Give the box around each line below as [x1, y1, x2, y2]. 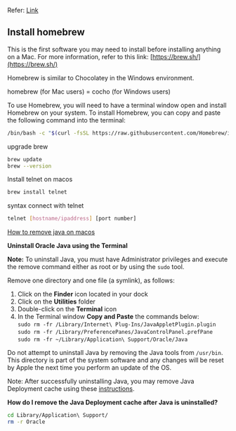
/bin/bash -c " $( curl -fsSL [7, 130, 90, 137]
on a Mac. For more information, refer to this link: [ [7, 52, 153, 61]
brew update [7, 156, 42, 163]
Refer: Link [7, 6, 39, 14]
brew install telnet [7, 189, 68, 196]
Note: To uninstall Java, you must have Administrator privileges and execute [7, 255, 228, 263]
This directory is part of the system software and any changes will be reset [7, 356, 224, 365]
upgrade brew [7, 142, 48, 151]
